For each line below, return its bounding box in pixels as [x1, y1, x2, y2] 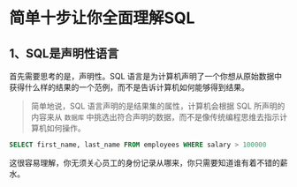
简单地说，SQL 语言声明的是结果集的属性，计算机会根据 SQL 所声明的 [30, 101, 286, 111]
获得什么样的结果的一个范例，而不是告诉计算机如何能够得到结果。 [9, 82, 249, 93]
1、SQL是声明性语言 [9, 46, 119, 61]
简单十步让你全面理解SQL [9, 8, 195, 28]
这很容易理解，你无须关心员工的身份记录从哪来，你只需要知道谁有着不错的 [9, 157, 280, 168]
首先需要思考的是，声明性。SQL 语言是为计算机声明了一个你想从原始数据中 [9, 71, 283, 81]
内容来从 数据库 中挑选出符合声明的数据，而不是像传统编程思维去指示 [30, 112, 280, 122]
